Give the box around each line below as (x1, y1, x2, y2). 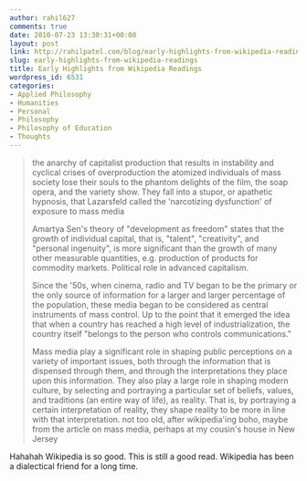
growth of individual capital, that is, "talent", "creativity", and (31, 233, 259, 244)
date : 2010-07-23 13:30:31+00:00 (9, 30, 137, 39)
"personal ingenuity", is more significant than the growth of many (31, 243, 278, 254)
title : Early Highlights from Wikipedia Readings (9, 65, 203, 74)
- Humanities (9, 98, 59, 108)
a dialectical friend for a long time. (9, 460, 139, 471)
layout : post (9, 38, 59, 48)
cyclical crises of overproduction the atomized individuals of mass (31, 166, 281, 178)
